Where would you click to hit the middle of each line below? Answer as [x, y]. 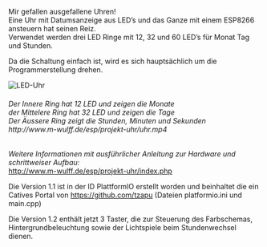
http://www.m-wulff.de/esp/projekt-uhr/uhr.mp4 [88, 129]
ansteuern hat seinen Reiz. [52, 28]
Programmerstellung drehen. [56, 70]
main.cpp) [25, 204]
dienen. [21, 237]
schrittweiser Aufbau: [44, 163]
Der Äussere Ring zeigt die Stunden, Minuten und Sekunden [107, 120]
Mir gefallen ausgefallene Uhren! [62, 12]
